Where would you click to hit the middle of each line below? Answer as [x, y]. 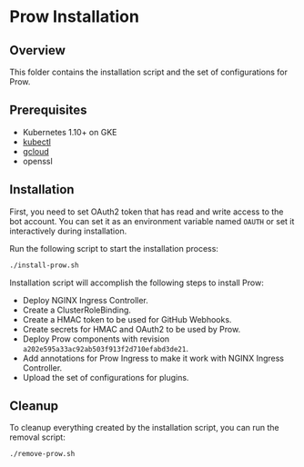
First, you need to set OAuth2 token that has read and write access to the [147, 212]
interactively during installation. [68, 231]
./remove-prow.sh [42, 454]
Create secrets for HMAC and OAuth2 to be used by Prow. [132, 329]
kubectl [37, 142]
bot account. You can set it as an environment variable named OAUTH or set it [152, 221]
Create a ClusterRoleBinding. [77, 310]
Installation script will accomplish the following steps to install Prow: [137, 283]
